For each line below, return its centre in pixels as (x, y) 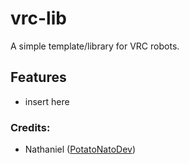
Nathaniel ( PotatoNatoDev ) (80, 149)
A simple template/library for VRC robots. (95, 46)
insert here (47, 101)
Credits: (30, 127)
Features (38, 77)
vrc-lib (38, 18)
